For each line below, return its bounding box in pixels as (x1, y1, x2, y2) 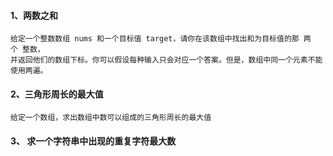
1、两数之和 (10, 9, 59, 21)
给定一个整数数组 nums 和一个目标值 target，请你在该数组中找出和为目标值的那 (10, 34, 300, 44)
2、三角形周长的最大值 (10, 88, 104, 100)
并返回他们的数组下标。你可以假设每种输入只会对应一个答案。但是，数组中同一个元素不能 (10, 55, 323, 65)
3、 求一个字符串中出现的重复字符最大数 (10, 135, 177, 147)
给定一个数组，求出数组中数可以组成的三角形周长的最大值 (10, 113, 212, 123)
